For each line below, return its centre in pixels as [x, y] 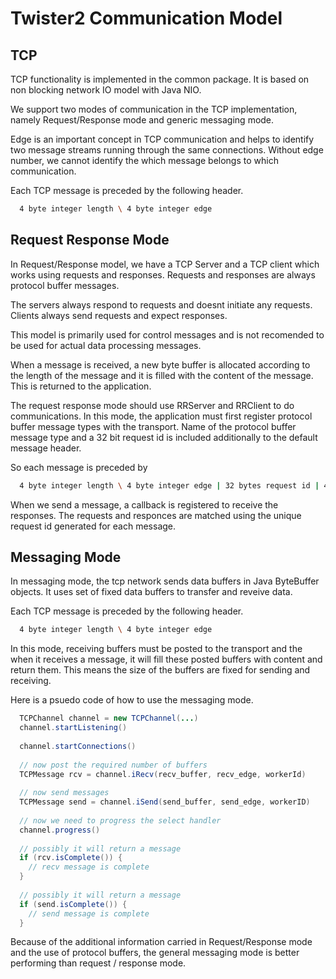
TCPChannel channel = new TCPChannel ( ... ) [109, 718]
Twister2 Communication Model [146, 18]
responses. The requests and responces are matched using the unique [156, 515]
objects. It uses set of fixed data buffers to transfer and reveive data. [151, 592]
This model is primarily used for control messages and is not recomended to [167, 334]
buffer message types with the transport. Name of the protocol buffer [153, 426]
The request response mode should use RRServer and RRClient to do [152, 405]
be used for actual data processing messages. [106, 345]
